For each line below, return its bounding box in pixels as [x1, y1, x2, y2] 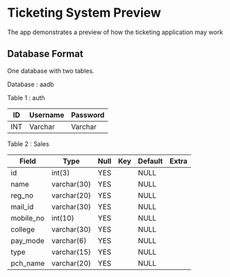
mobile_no [10, 213, 45, 223]
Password [70, 110, 105, 120]
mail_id [10, 202, 34, 212]
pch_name [10, 258, 45, 268]
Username [28, 110, 65, 120]
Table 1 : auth [7, 93, 45, 102]
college [10, 224, 35, 234]
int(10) [51, 213, 74, 223]
